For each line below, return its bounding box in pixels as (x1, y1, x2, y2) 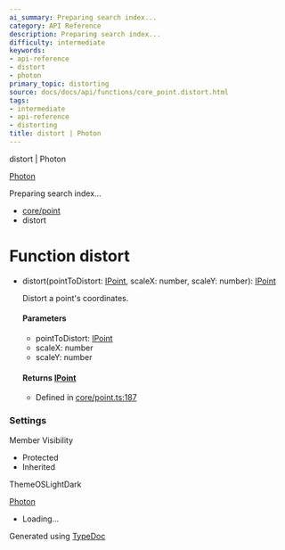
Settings (9, 415, 47, 427)
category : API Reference (9, 21, 102, 30)
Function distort (9, 246, 131, 267)
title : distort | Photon (9, 129, 102, 138)
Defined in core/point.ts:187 (35, 392, 138, 403)
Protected (21, 452, 59, 463)
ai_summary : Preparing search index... (9, 12, 158, 22)
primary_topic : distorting (9, 79, 110, 88)
